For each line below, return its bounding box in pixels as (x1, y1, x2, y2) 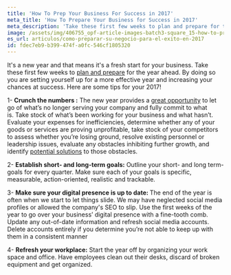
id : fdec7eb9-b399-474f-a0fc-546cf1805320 (7, 42, 131, 49)
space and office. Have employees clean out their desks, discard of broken (7, 253, 220, 261)
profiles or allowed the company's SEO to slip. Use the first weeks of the (7, 203, 212, 211)
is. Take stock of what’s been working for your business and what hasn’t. (7, 111, 213, 119)
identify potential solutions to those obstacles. (7, 147, 138, 155)
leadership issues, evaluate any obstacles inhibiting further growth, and (7, 140, 210, 148)
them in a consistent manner (7, 232, 88, 241)
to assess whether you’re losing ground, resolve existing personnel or (7, 133, 205, 141)
